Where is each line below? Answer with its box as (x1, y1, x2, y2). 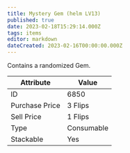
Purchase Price (10, 101, 60, 110)
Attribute (20, 78, 51, 87)
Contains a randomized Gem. (7, 62, 91, 69)
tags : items (7, 29, 42, 37)
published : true (7, 17, 54, 24)
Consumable (67, 123, 109, 132)
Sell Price (10, 112, 42, 121)
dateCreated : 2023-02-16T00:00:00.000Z (7, 42, 123, 49)
